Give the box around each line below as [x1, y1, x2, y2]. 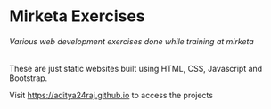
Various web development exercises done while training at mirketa [9, 35, 254, 46]
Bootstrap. [9, 73, 48, 83]
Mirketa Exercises [9, 6, 145, 27]
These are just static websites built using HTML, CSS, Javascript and [9, 64, 263, 74]
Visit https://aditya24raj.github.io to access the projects [9, 90, 214, 101]
